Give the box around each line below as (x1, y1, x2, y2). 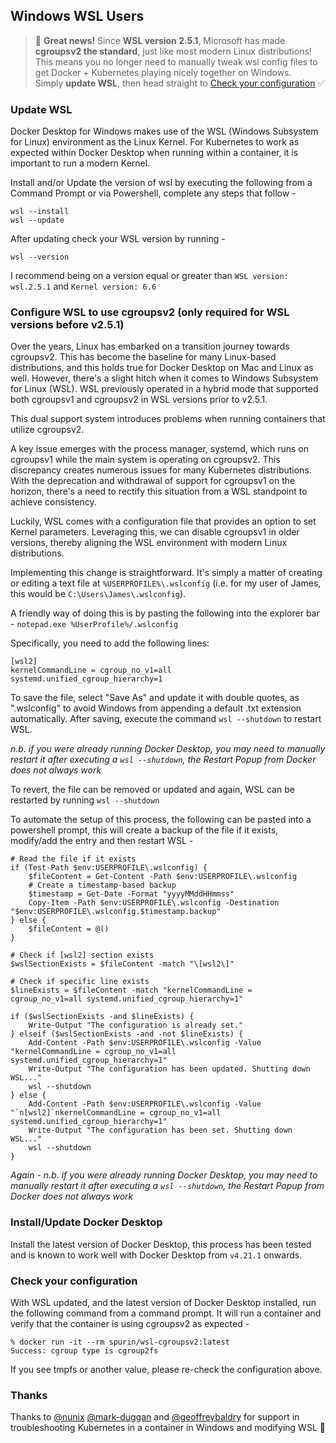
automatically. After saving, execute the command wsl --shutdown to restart (10, 713, 322, 725)
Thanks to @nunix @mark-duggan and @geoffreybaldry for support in (10, 1411, 300, 1423)
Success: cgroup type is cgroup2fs (10, 1346, 159, 1356)
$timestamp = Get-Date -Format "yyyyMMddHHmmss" (28, 889, 235, 899)
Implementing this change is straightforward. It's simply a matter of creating (10, 567, 323, 579)
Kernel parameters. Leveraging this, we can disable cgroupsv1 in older (10, 526, 300, 538)
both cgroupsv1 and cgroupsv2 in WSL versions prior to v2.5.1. (10, 394, 268, 406)
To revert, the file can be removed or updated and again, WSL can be (10, 784, 295, 796)
